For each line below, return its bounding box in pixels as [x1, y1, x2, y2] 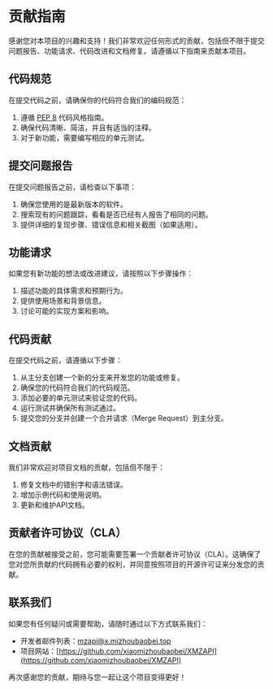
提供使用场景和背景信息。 [19, 296, 106, 305]
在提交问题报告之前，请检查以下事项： [8, 182, 136, 192]
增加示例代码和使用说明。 [19, 490, 106, 500]
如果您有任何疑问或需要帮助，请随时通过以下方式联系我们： [8, 618, 208, 628]
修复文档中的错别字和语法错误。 [19, 480, 128, 489]
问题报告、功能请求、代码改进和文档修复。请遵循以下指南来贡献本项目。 [8, 45, 250, 55]
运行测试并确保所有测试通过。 [19, 403, 120, 413]
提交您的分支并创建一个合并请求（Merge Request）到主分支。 [19, 414, 229, 423]
